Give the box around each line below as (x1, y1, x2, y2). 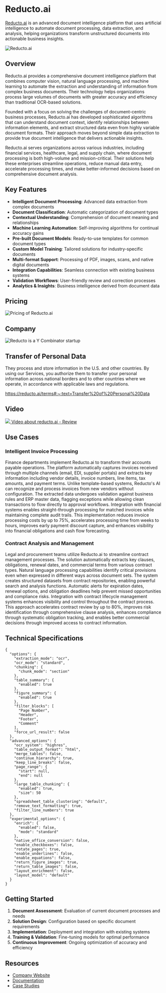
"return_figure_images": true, (14, 860, 79, 865)
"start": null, (18, 769, 50, 773)
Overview (5, 59, 36, 68)
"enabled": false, (18, 825, 56, 830)
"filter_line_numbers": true (14, 808, 74, 813)
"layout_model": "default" (14, 873, 70, 878)
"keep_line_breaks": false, (14, 760, 72, 765)
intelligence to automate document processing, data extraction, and (5, 25, 144, 31)
